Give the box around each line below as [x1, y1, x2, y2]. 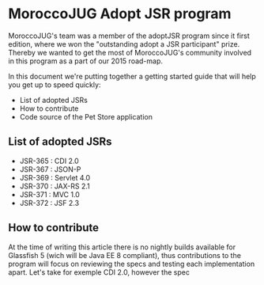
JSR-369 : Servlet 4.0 [19, 173, 91, 182]
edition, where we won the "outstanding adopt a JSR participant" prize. [8, 39, 240, 48]
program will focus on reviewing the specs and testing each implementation [8, 259, 255, 268]
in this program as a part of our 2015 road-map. [8, 56, 164, 66]
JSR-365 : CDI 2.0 [19, 156, 79, 165]
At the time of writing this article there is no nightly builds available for [8, 242, 236, 252]
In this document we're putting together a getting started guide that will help [8, 71, 257, 81]
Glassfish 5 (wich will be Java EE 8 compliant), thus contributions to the [8, 250, 241, 260]
